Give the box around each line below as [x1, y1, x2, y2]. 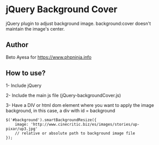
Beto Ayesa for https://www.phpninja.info [6, 54, 92, 60]
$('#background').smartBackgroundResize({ [6, 117, 97, 123]
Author [6, 41, 28, 49]
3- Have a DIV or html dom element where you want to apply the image [6, 102, 154, 108]
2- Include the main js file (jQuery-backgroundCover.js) [6, 92, 121, 98]
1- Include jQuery [6, 82, 42, 89]
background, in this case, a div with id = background [6, 107, 115, 113]
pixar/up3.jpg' [6, 126, 38, 131]
